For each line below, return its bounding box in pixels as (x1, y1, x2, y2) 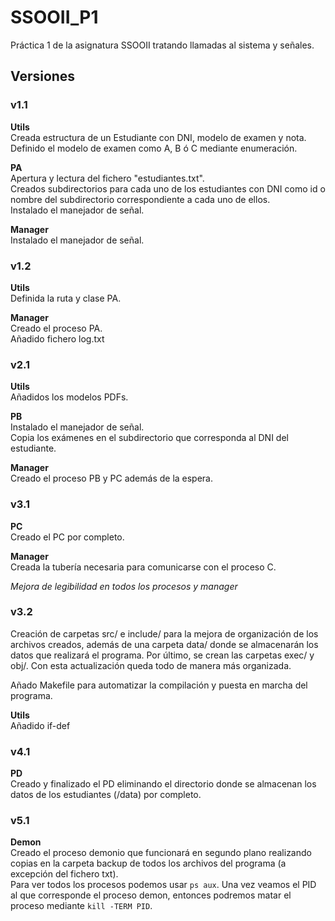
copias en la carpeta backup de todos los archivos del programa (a (10, 857, 287, 870)
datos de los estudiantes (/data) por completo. (10, 789, 202, 801)
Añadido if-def (10, 719, 71, 731)
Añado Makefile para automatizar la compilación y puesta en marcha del (10, 679, 308, 691)
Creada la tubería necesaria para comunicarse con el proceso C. (10, 561, 277, 573)
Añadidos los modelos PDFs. (10, 391, 129, 403)
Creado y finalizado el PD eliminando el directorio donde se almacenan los (10, 778, 317, 790)
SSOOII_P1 (10, 6, 99, 29)
